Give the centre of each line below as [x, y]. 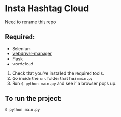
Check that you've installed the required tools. [58, 73]
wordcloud [23, 64]
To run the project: [33, 98]
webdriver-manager [32, 53]
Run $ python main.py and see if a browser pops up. [64, 83]
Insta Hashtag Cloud [47, 8]
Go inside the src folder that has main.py [52, 78]
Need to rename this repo [30, 22]
